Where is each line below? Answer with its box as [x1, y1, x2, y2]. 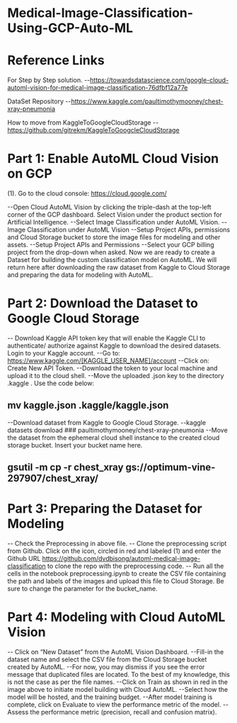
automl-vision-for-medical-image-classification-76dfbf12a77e [7, 84, 188, 92]
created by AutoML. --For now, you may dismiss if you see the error [7, 663, 205, 671]
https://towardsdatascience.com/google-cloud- [89, 76, 229, 84]
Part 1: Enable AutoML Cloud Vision [7, 151, 219, 167]
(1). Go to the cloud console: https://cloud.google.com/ [7, 189, 168, 198]
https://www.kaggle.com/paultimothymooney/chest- [70, 97, 224, 106]
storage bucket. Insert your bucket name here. [7, 440, 143, 449]
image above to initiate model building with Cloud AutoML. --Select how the [7, 685, 229, 694]
